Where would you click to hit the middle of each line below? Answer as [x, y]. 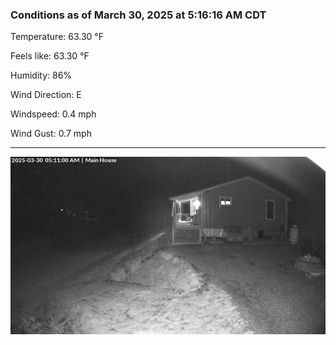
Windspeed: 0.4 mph [53, 114]
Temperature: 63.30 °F [57, 37]
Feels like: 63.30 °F [50, 56]
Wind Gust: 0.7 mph [51, 134]
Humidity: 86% [41, 75]
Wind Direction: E [46, 95]
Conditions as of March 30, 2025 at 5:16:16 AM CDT [138, 15]
